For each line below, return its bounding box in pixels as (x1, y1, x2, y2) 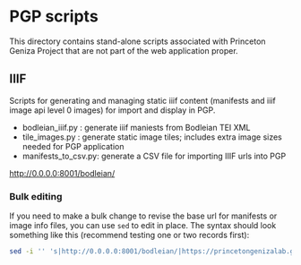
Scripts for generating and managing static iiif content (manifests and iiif (9, 95, 276, 106)
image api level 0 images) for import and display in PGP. (9, 105, 216, 115)
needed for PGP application (21, 141, 125, 151)
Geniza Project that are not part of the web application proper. (9, 45, 239, 56)
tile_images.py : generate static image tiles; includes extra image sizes (21, 132, 282, 142)
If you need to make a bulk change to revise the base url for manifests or (9, 210, 278, 221)
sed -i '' (9, 247, 47, 256)
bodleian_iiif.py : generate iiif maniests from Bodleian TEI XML (21, 122, 251, 132)
